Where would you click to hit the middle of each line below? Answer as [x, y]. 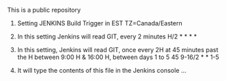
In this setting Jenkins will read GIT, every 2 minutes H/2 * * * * [107, 36]
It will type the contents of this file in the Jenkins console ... [102, 70]
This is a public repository [44, 10]
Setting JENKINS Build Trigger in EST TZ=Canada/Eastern [100, 23]
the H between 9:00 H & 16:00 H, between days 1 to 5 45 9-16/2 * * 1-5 [118, 57]
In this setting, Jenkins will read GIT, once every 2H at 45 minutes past [118, 50]
